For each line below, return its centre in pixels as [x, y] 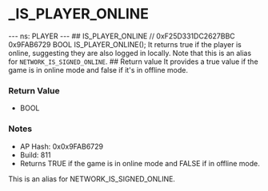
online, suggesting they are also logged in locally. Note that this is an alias [130, 53]
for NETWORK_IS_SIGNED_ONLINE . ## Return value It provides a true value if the [133, 62]
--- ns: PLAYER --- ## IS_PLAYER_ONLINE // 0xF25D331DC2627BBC [122, 36]
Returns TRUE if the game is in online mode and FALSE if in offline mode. [140, 163]
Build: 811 [35, 155]
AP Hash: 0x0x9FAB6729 [62, 146]
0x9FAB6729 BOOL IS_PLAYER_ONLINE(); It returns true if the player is [125, 44]
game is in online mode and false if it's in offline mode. [98, 70]
